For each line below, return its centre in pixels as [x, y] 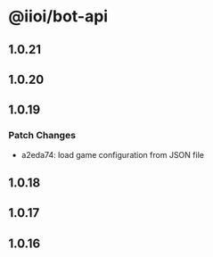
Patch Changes [42, 136]
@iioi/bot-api [58, 17]
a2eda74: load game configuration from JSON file [112, 154]
